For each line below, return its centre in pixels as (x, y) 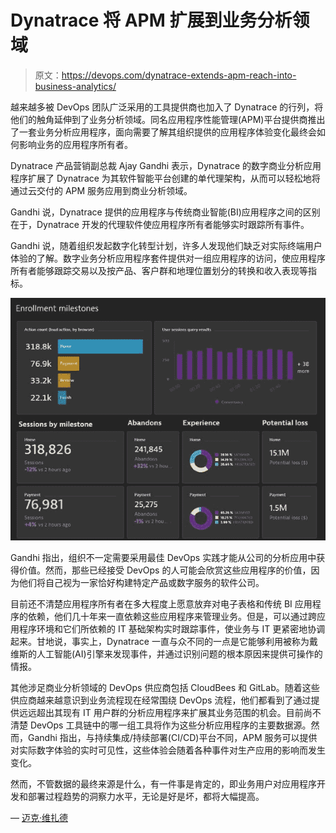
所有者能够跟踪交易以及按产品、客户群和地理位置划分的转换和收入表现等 (159, 270)
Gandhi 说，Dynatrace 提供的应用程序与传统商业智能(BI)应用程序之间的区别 (165, 212)
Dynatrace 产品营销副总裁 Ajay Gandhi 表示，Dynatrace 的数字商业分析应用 (166, 165)
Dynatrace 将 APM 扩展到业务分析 (151, 20)
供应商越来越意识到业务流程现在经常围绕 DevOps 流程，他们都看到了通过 (161, 700)
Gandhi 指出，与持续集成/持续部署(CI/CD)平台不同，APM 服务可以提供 (172, 738)
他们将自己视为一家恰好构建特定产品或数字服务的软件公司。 (141, 583)
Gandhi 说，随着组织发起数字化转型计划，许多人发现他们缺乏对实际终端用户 (166, 245)
